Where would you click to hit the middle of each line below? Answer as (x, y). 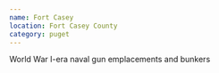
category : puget (39, 34)
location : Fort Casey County (63, 26)
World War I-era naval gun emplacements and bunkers (110, 60)
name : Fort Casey (42, 17)
